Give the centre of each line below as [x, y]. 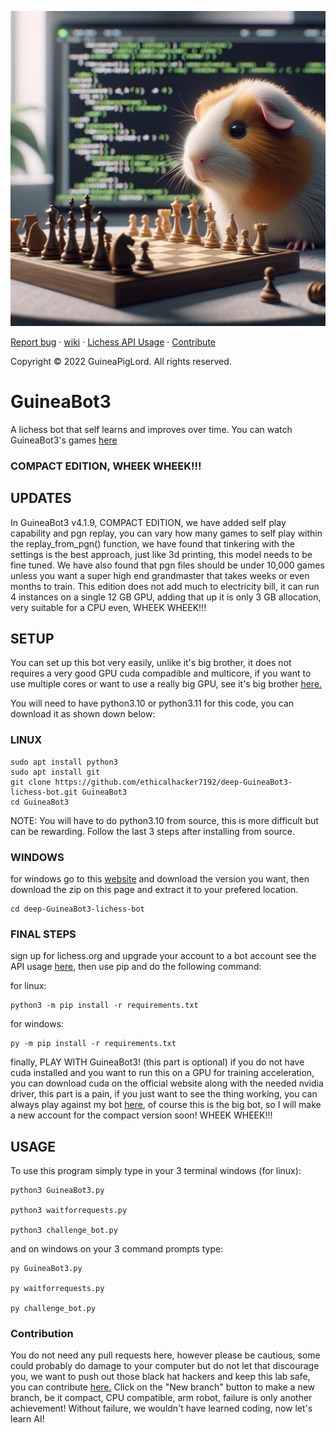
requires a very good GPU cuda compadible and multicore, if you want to [161, 673]
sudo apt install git [55, 772]
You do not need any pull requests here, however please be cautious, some [165, 1355]
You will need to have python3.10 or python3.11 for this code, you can [152, 703]
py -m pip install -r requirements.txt [93, 1044]
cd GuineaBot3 [40, 802]
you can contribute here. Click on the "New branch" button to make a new [163, 1387]
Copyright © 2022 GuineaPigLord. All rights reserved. [121, 361]
